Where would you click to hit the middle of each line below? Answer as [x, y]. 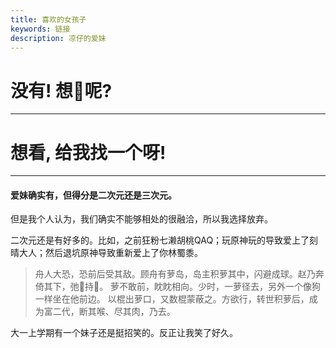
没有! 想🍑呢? [61, 90]
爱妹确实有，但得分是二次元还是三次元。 [93, 195]
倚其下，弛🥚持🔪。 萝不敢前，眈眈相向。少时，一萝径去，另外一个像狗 [178, 287]
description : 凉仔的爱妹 [58, 38]
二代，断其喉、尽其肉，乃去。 [114, 312]
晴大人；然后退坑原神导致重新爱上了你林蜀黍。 [106, 253]
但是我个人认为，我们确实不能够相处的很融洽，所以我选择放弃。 [141, 219]
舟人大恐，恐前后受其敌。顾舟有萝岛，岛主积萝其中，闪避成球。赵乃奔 [179, 274]
